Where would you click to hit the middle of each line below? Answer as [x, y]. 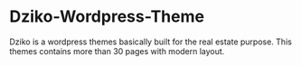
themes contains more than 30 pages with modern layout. [117, 51]
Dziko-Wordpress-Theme [107, 17]
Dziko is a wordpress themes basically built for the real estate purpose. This [150, 42]
